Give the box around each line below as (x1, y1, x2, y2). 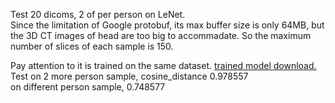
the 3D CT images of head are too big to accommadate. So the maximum (10, 30, 312, 41)
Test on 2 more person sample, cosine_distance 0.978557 (10, 70, 249, 82)
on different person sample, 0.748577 (10, 81, 166, 93)
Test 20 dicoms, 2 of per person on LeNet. (10, 9, 186, 20)
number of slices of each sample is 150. (10, 40, 174, 52)
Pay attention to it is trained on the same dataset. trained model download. (10, 60, 317, 71)
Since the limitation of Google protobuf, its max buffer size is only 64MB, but (10, 19, 325, 31)
